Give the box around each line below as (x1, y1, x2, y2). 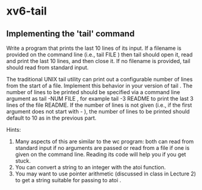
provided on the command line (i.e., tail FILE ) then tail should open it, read (6, 51, 193, 58)
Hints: (6, 126, 21, 133)
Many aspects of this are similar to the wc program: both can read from (15, 138, 194, 145)
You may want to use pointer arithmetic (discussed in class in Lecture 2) (15, 170, 197, 177)
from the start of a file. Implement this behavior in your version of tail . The (6, 82, 193, 89)
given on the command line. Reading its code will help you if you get (15, 151, 187, 158)
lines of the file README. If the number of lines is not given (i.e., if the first (6, 101, 192, 109)
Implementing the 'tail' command (6, 29, 135, 39)
